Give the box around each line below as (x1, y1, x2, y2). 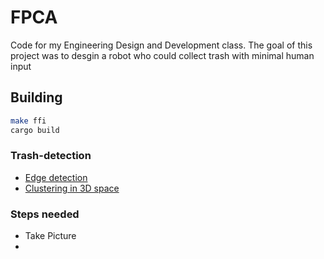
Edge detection (24, 171, 88, 183)
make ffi (10, 116, 47, 126)
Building (10, 89, 63, 106)
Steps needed (10, 207, 80, 221)
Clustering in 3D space (24, 182, 120, 194)
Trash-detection (10, 149, 92, 163)
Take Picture (24, 230, 77, 242)
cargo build (10, 125, 60, 135)
